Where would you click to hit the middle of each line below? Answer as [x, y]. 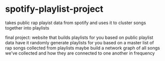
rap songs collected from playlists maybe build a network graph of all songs [82, 48]
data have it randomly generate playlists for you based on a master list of [80, 42]
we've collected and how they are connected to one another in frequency [80, 53]
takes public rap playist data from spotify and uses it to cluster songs [76, 23]
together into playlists [27, 28]
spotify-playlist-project [54, 9]
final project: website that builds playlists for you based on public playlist [79, 37]
